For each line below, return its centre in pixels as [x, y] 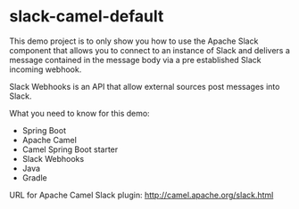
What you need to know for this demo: [79, 113]
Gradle [34, 177]
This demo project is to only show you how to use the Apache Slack [134, 41]
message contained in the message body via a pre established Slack [135, 60]
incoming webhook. [46, 69]
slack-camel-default [87, 16]
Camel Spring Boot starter [70, 149]
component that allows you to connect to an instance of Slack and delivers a [149, 50]
